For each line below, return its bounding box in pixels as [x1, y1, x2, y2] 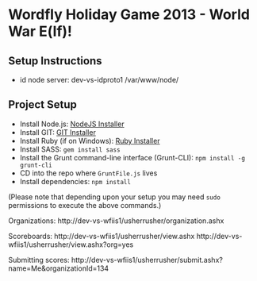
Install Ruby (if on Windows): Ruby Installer [19, 136, 160, 145]
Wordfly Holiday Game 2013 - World [8, 6, 250, 24]
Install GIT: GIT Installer [19, 127, 97, 137]
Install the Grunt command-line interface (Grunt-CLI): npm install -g [19, 152, 246, 162]
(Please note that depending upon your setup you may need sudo [8, 192, 221, 202]
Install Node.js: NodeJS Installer [19, 119, 125, 129]
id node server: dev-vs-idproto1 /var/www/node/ [19, 75, 179, 84]
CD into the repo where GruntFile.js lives [19, 168, 158, 178]
